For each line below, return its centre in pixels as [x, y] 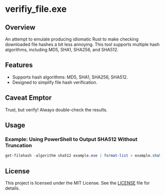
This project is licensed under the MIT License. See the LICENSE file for [78, 183]
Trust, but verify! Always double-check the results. [56, 110]
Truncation [18, 145]
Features [19, 65]
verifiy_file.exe [36, 9]
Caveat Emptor [28, 98]
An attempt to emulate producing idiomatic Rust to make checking [72, 39]
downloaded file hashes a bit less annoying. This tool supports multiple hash [82, 44]
